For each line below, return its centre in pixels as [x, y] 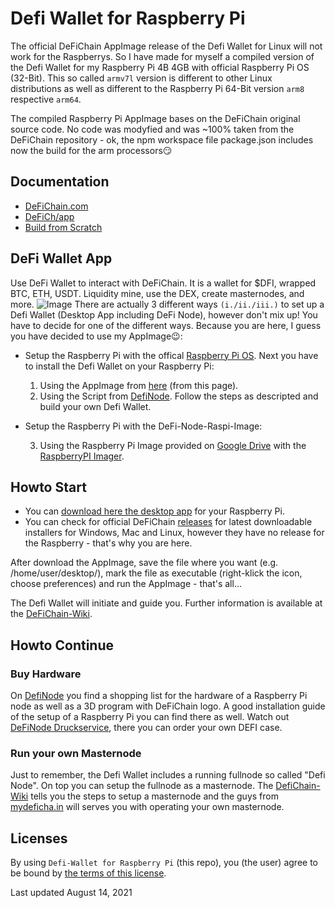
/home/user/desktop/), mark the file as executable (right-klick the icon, [156, 573]
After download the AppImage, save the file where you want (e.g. [144, 563]
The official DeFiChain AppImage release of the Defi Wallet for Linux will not [166, 46]
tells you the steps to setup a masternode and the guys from [154, 796]
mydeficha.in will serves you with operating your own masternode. [147, 807]
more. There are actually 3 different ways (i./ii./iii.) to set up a [167, 304]
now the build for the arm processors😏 [91, 150]
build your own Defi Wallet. [95, 406]
